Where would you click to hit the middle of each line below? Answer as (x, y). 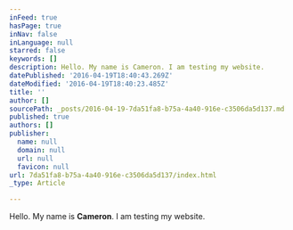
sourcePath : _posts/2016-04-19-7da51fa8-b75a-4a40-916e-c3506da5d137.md (147, 109)
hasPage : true (36, 26)
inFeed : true (33, 17)
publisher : (29, 134)
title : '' (28, 92)
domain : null (41, 150)
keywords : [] (33, 59)
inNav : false (33, 34)
